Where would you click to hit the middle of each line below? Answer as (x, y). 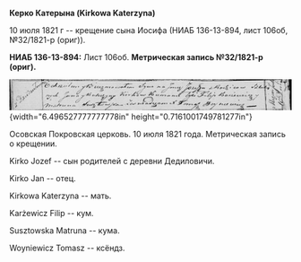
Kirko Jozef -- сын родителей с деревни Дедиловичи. (112, 162)
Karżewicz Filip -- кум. (52, 214)
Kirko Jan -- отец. (43, 179)
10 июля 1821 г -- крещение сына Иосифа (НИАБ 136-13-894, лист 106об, (149, 30)
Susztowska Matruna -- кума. (64, 231)
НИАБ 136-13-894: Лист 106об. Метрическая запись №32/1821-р (137, 57)
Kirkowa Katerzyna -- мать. (60, 196)
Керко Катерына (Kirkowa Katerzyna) (82, 13)
